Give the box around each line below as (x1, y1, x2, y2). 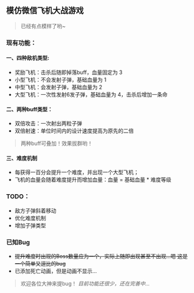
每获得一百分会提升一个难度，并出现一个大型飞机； (14, 169, 139, 176)
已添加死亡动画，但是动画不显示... (14, 267, 97, 274)
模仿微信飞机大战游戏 (6, 5, 84, 16)
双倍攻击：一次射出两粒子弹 (14, 120, 83, 127)
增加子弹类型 (14, 221, 46, 229)
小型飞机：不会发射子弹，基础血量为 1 (14, 76, 107, 83)
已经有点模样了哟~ (20, 22, 66, 30)
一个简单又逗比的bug (14, 260, 66, 267)
